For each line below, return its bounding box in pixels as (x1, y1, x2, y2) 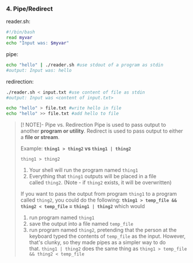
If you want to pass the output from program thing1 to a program (20, 191, 177, 198)
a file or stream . (20, 134, 60, 141)
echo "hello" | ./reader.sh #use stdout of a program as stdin (6, 62, 164, 68)
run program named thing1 (29, 214, 95, 221)
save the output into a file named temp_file (29, 220, 133, 227)
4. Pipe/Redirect (6, 5, 53, 13)
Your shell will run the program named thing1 (29, 167, 139, 174)
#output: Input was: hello (6, 67, 72, 73)
